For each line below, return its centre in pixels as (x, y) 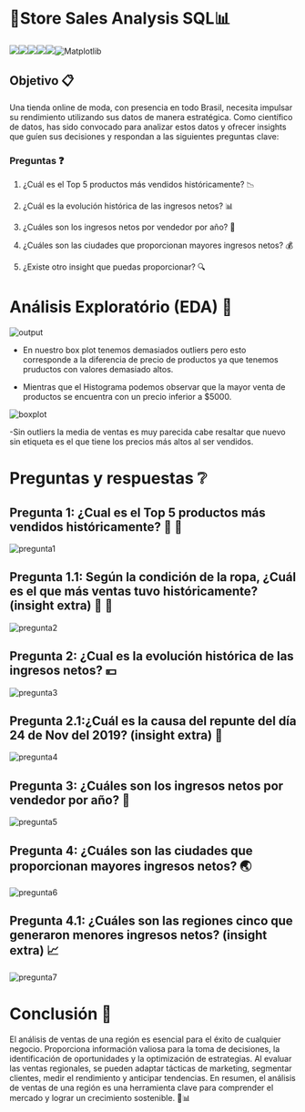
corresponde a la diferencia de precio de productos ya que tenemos (151, 359)
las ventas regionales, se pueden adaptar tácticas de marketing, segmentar (151, 1068)
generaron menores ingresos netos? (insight (138, 935)
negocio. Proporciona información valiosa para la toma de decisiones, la (145, 1048)
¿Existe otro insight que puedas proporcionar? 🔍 (114, 267)
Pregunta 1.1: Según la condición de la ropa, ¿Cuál (153, 577)
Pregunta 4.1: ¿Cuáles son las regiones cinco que (151, 921)
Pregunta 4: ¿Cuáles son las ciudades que (131, 850)
